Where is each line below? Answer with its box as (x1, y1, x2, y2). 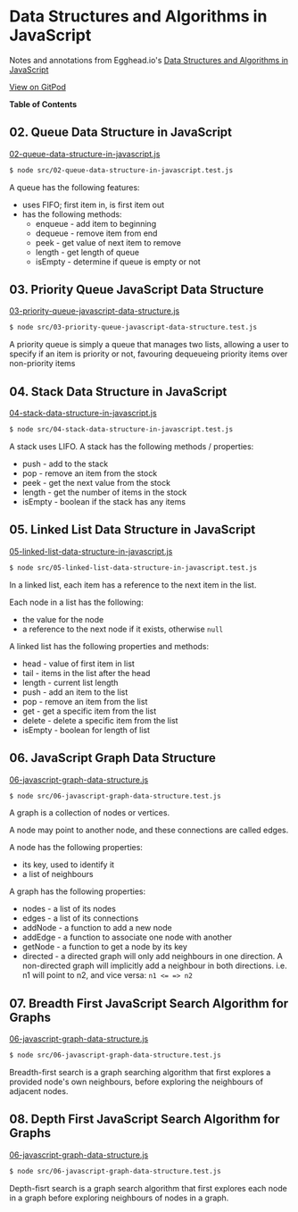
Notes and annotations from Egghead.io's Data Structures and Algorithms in (9, 54, 288, 65)
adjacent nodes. (9, 1086, 69, 1097)
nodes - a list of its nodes (21, 904, 116, 915)
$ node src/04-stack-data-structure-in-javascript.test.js (9, 425, 234, 434)
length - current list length (21, 677, 119, 688)
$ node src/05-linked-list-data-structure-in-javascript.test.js (9, 563, 257, 573)
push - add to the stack (21, 458, 109, 469)
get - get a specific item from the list (21, 706, 157, 716)
